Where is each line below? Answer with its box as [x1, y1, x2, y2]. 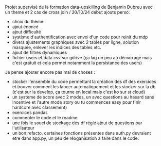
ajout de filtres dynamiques [12, 49, 67, 55]
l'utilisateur [12, 125, 35, 130]
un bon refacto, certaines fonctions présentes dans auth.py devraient [12, 130, 151, 136]
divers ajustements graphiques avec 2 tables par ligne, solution [12, 39, 139, 45]
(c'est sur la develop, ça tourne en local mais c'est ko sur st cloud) [12, 89, 145, 95]
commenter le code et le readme [12, 115, 78, 120]
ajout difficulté [12, 29, 41, 34]
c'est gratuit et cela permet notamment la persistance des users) [12, 60, 142, 65]
